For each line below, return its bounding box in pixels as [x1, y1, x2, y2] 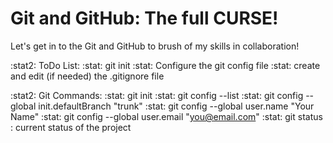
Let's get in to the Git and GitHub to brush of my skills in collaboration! [10, 40, 300, 52]
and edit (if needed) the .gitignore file [10, 70, 165, 82]
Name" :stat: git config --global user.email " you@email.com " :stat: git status [10, 110, 323, 122]
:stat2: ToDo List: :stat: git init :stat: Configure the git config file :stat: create [10, 59, 321, 71]
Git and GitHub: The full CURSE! [10, 7, 279, 30]
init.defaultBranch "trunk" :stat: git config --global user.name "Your [38, 100, 315, 112]
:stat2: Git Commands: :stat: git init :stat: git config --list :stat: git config [10, 89, 304, 101]
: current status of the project [10, 121, 132, 133]
